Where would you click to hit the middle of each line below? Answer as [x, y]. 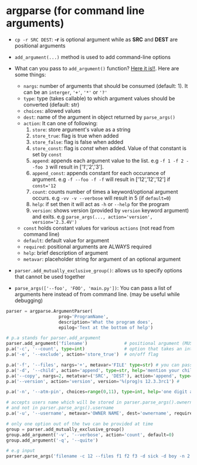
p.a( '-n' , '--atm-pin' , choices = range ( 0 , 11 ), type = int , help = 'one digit [97, 392]
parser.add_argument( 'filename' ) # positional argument [93, 344]
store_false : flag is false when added [78, 142]
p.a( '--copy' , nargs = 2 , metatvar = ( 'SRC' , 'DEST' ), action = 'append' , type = [99, 376]
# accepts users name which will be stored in [64, 402]
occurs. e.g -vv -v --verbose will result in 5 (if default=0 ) [101, 198]
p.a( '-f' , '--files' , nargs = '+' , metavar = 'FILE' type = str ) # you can [93, 365]
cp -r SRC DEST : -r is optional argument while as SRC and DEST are [96, 39]
